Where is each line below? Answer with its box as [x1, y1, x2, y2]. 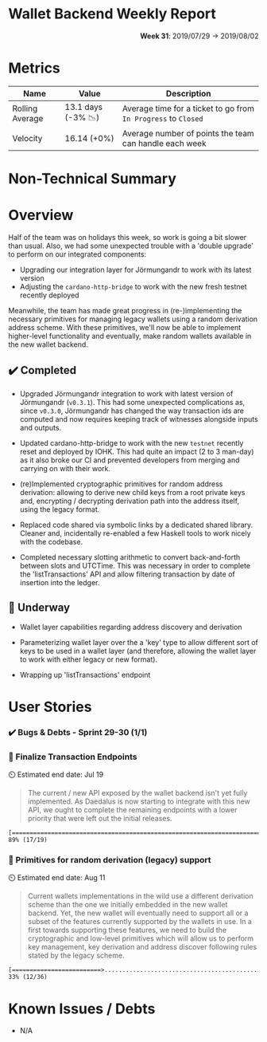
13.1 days [64, 101, 103, 112]
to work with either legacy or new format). [19, 655, 157, 664]
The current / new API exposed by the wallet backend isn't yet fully [27, 788, 248, 798]
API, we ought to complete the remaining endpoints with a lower [27, 805, 238, 815]
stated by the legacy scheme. [27, 950, 125, 961]
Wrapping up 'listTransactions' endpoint [19, 670, 151, 679]
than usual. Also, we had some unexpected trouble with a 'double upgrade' [8, 241, 254, 250]
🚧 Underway [8, 601, 70, 615]
